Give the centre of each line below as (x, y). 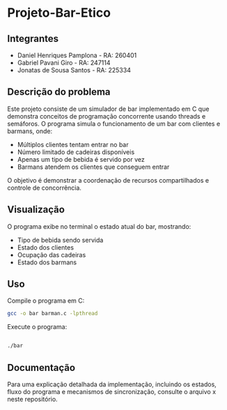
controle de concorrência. (45, 188)
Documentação (41, 367)
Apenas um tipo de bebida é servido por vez (81, 159)
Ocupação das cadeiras (52, 255)
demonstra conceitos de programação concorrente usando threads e (107, 116)
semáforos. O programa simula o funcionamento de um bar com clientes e (114, 123)
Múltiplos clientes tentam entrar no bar (73, 144)
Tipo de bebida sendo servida (60, 240)
